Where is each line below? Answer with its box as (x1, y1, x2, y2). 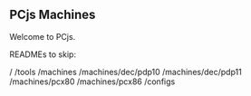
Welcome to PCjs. (9, 31, 76, 42)
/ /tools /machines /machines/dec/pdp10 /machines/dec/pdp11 (9, 66, 242, 77)
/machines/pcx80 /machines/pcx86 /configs (9, 76, 176, 87)
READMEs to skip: (9, 49, 77, 60)
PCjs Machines (9, 7, 96, 23)
